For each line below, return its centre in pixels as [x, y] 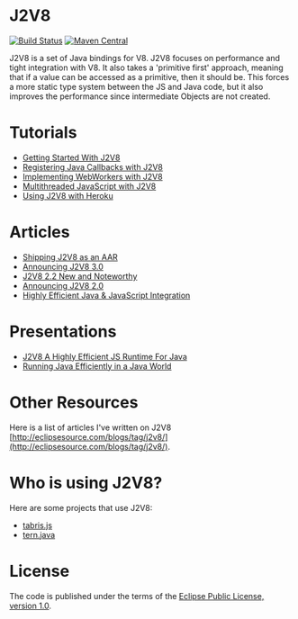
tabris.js [37, 525]
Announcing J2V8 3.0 [63, 266]
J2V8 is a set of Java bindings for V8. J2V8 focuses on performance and [145, 58]
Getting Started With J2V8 [71, 157]
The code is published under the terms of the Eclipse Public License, [137, 596]
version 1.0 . [31, 606]
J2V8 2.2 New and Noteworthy [80, 276]
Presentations [63, 332]
